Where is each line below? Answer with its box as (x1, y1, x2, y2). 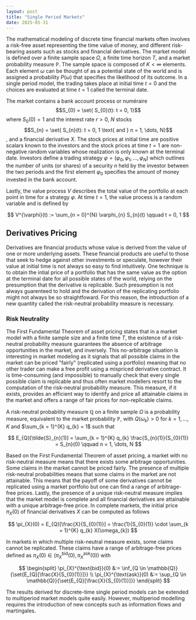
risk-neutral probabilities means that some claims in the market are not (6, 470, 177, 477)
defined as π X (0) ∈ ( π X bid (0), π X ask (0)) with (6, 551, 111, 560)
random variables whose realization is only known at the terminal (28, 148, 185, 156)
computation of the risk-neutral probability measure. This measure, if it (6, 384, 177, 391)
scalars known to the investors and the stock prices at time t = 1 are (6, 142, 170, 149)
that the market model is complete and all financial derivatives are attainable (6, 496, 190, 503)
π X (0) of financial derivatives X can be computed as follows (6, 508, 150, 517)
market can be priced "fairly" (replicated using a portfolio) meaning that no (6, 359, 186, 366)
